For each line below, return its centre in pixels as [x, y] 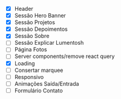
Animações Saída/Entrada [47, 83]
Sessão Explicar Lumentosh [49, 43]
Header [24, 9]
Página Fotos [31, 49]
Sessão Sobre [32, 36]
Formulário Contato [38, 91]
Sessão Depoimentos [41, 29]
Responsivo [29, 77]
